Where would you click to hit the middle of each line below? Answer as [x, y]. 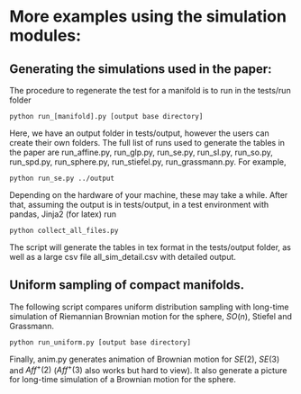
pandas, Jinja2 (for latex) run [63, 214]
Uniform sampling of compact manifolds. [127, 285]
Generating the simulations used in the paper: [141, 69]
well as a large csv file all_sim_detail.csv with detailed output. [123, 257]
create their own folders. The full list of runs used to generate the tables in [147, 143]
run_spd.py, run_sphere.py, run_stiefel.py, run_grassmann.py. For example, [148, 162]
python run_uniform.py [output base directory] [100, 342]
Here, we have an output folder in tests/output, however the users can [140, 133]
